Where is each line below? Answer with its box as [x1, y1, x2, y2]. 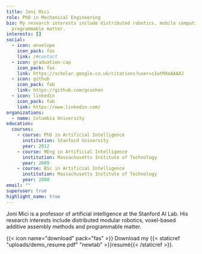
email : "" [6, 182, 31, 188]
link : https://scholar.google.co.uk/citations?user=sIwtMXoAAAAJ [17, 70, 185, 76]
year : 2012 [22, 143, 50, 149]
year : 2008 [22, 177, 50, 183]
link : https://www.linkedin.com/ [17, 104, 101, 110]
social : [6, 37, 26, 43]
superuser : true [6, 188, 47, 194]
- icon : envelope [11, 43, 55, 49]
